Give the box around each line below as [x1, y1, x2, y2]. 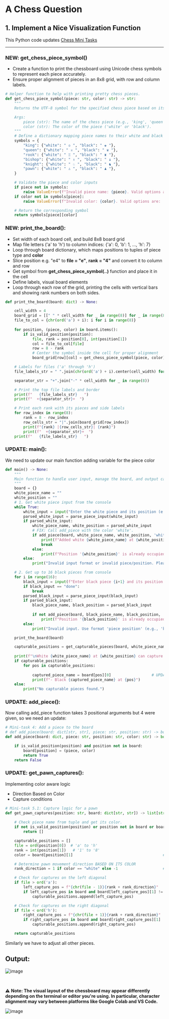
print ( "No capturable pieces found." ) [23, 687, 105, 692]
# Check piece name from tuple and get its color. [14, 820, 123, 825]
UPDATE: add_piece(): [5, 698, 61, 705]
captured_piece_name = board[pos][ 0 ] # [32, 672, 154, 678]
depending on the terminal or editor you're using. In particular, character [5, 993, 160, 999]
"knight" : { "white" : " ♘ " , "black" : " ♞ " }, [23, 161, 121, 167]
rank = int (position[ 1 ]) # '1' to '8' [14, 848, 100, 853]
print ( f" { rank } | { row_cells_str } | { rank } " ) [23, 425, 116, 430]
